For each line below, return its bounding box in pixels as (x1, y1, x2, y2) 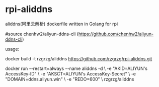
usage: (5, 46, 20, 52)
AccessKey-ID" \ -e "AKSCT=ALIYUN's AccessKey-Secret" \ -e (5, 70, 136, 76)
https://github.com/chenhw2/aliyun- (78, 31, 154, 37)
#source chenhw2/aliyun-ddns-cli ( (5, 31, 79, 37)
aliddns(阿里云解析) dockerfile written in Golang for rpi (5, 21, 118, 27)
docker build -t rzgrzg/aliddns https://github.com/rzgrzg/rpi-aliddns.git (5, 55, 152, 61)
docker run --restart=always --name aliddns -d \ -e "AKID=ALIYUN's (5, 65, 147, 71)
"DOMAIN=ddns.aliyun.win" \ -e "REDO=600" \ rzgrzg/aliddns (5, 76, 134, 82)
